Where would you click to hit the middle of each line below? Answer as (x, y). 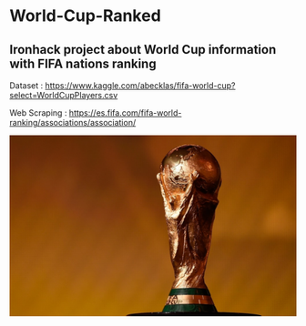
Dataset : (26, 86)
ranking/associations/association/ (73, 122)
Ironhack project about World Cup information (143, 50)
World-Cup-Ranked (85, 16)
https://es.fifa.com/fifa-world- (125, 113)
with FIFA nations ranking (83, 63)
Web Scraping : (38, 113)
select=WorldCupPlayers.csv (64, 95)
